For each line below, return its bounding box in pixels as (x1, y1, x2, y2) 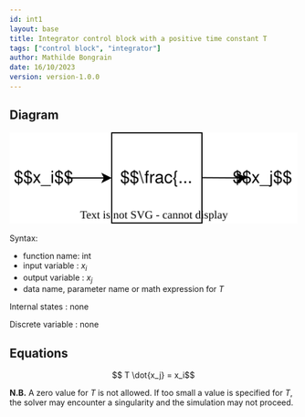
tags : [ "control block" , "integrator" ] (9, 44, 162, 53)
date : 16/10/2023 (9, 63, 76, 72)
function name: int (22, 250, 91, 261)
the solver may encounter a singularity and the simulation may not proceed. (9, 397, 294, 408)
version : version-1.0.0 (9, 73, 100, 82)
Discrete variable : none (9, 319, 100, 330)
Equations (9, 345, 68, 360)
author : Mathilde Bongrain (9, 53, 112, 63)
